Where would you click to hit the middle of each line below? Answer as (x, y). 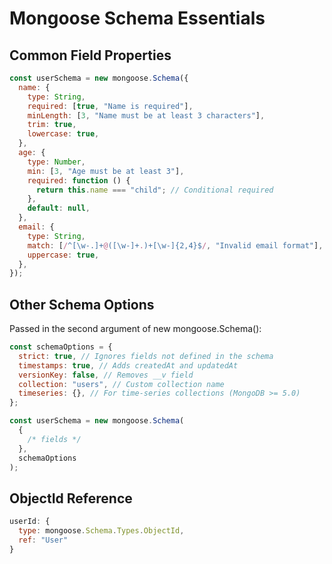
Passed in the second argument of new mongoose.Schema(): (135, 329)
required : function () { (79, 180)
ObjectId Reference (71, 498)
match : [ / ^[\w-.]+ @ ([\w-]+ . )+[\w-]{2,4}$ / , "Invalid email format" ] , (175, 245)
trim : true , (52, 125)
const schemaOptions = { (61, 347)
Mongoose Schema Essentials (137, 18)
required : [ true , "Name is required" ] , (110, 106)
